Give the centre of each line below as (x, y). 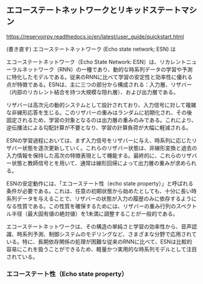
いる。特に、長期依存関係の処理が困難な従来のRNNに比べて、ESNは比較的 (99, 241)
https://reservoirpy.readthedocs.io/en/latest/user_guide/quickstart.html (95, 36)
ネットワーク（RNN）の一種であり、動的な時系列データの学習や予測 (107, 69)
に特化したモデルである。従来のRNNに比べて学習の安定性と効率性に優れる (99, 77)
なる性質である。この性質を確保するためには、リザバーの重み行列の (91, 206)
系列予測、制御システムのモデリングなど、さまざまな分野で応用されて (109, 234)
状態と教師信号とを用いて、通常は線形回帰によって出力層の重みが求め (98, 163)
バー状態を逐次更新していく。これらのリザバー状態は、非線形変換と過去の (104, 148)
